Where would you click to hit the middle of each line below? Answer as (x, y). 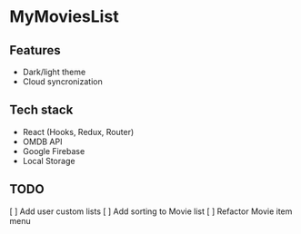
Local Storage (49, 161)
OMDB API (42, 141)
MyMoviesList (65, 17)
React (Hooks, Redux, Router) (78, 132)
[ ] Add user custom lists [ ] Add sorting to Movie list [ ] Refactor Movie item (151, 211)
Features (35, 50)
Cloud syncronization (62, 82)
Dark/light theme (54, 72)
